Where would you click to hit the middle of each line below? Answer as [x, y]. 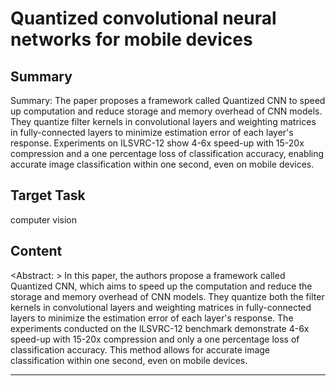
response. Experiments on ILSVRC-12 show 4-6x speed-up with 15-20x [157, 143]
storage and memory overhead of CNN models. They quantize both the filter [167, 296]
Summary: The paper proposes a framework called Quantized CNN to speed [168, 100]
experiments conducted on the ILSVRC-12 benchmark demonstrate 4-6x [160, 328]
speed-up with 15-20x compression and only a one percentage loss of [155, 339]
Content [36, 251]
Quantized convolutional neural [143, 18]
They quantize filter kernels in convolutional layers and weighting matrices [163, 121]
